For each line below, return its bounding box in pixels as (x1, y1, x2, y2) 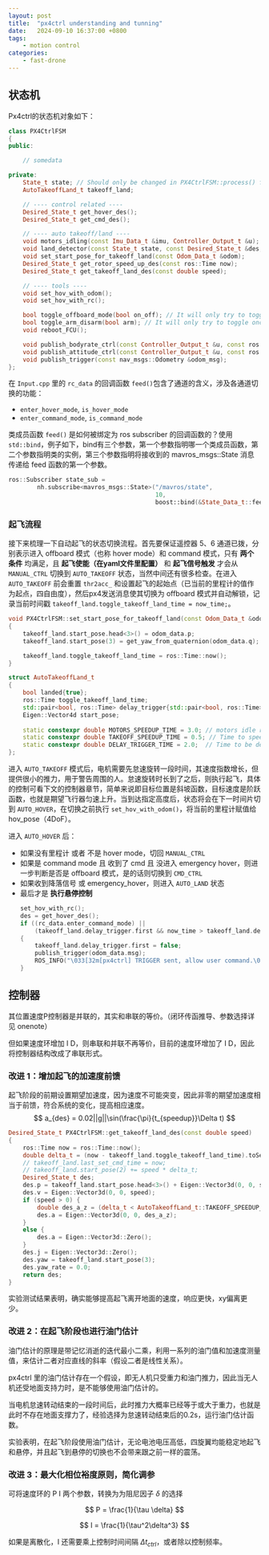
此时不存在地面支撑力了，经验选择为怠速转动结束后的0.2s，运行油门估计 (8, 1410, 247, 1419)
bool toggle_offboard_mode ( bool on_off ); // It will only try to (22, 311, 246, 320)
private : (8, 171, 38, 179)
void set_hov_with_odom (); (22, 289, 113, 297)
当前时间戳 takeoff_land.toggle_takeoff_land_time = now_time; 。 (14, 599, 235, 609)
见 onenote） (8, 1021, 52, 1031)
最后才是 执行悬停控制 (19, 888, 93, 898)
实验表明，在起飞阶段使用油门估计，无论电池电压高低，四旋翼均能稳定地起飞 (8, 1437, 261, 1447)
